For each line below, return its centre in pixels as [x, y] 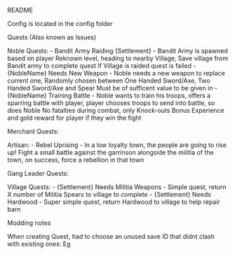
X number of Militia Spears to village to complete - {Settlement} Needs [109, 194]
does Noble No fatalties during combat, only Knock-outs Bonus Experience [116, 110]
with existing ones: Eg [39, 244]
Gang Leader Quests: [38, 173]
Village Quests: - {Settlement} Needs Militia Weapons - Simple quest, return [117, 187]
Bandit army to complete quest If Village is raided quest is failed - [102, 66]
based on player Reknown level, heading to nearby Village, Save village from [118, 58]
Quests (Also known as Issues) [52, 37]
